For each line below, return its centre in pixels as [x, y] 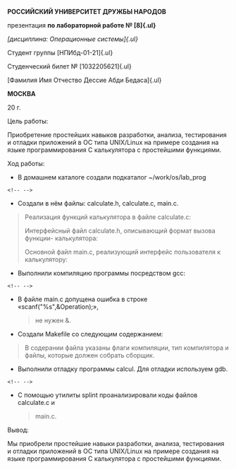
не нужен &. [53, 320]
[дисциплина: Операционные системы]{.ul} [73, 39]
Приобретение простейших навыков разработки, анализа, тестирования [117, 135]
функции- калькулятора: [61, 238]
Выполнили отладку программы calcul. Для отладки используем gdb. [123, 369]
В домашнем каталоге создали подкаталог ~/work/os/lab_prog [112, 177]
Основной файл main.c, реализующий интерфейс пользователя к [123, 252]
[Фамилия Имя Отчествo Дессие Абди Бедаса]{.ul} [85, 80]
